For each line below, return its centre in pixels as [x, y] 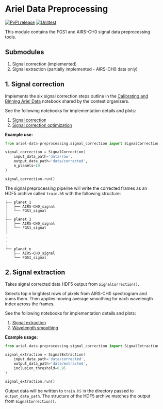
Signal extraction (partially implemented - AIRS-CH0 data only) [75, 69]
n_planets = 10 [27, 166]
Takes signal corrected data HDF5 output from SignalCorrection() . [72, 284]
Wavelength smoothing [35, 327]
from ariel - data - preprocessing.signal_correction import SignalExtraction [82, 346]
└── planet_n [18, 249]
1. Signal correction [35, 84]
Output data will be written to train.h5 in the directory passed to [70, 391]
